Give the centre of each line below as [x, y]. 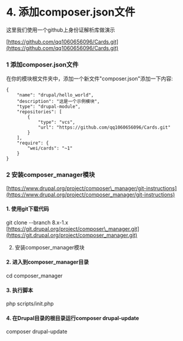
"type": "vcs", [57, 123]
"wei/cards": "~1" [50, 148]
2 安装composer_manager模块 [51, 175]
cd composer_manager [35, 276]
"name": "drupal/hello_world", [55, 95]
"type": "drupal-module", [49, 107]
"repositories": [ [39, 112]
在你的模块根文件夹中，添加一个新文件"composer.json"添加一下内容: [90, 79]
